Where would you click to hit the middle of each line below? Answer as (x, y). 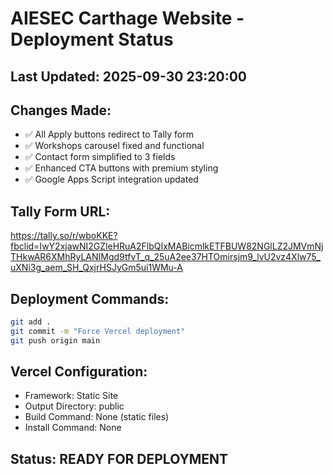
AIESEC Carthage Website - (127, 18)
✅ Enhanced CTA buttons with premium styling (121, 168)
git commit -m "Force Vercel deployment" (98, 331)
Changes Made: (61, 110)
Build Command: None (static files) (97, 417)
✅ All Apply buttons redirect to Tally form (109, 134)
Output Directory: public (74, 406)
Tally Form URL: (60, 211)
